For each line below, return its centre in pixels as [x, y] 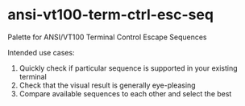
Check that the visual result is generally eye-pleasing [107, 85]
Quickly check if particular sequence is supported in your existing [129, 68]
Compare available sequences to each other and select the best [125, 93]
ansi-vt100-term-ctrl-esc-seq [111, 15]
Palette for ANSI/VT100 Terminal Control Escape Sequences [107, 37]
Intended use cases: [41, 52]
